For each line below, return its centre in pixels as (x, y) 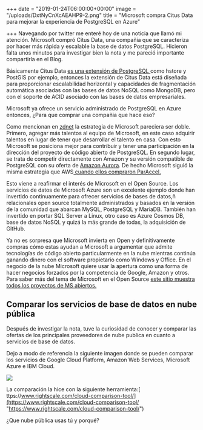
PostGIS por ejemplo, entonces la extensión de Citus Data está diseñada (97, 77)
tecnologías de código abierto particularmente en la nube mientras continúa (101, 253)
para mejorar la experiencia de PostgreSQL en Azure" (73, 22)
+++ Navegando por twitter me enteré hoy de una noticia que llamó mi (94, 33)
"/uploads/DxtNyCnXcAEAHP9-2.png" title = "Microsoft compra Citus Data (100, 15)
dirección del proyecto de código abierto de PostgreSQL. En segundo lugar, (101, 152)
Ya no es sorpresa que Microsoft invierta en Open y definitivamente (91, 240)
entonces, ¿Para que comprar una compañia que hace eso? (81, 115)
